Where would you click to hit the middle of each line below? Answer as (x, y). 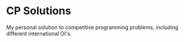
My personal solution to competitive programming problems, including (92, 27)
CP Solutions (39, 11)
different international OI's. (39, 33)
